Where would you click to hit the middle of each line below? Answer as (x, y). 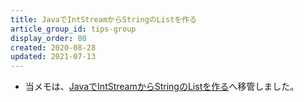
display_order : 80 (48, 38)
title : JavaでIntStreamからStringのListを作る (104, 19)
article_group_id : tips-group (73, 29)
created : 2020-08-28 (53, 47)
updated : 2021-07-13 (53, 57)
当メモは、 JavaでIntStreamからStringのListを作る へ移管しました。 (162, 87)
